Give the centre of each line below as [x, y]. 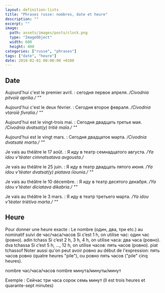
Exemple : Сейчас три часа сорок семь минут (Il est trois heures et [75, 280]
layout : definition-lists [32, 10]
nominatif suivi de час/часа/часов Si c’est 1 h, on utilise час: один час [77, 234]
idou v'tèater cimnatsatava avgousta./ [44, 157]
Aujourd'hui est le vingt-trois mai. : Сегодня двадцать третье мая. [74, 122]
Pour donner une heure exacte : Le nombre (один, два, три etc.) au [74, 229]
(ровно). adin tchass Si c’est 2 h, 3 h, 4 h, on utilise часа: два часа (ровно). [83, 240]
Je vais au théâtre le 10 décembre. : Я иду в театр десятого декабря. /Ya [81, 182]
